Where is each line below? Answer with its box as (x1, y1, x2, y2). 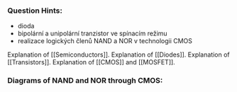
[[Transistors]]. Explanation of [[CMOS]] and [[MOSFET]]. (7, 58, 175, 67)
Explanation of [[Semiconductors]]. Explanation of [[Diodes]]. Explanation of (7, 50, 230, 59)
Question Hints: (7, 6, 62, 16)
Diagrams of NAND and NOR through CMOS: (7, 76, 163, 86)
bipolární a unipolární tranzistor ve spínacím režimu (17, 29, 168, 38)
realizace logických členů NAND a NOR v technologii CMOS (17, 37, 193, 45)
